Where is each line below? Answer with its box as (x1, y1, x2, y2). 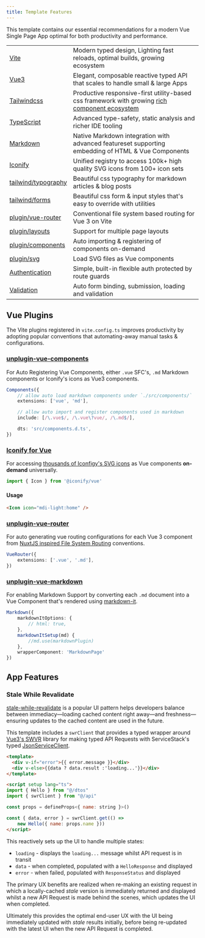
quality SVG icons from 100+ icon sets (73, 164, 184, 173)
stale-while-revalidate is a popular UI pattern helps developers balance (6, 703, 185, 711)
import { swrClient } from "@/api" (6, 793, 97, 799)
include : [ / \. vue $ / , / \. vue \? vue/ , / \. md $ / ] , (17, 415, 135, 421)
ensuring (6, 717, 29, 724)
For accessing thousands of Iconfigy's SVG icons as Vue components (6, 460, 182, 467)
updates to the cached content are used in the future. (29, 717, 165, 724)
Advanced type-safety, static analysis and (73, 114, 195, 122)
